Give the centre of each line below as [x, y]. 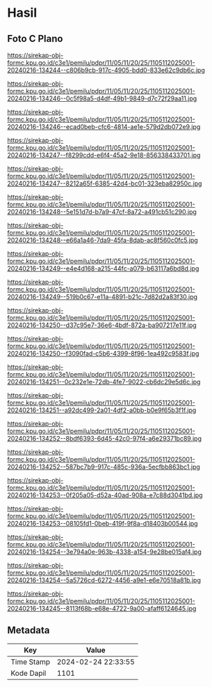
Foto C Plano [35, 39]
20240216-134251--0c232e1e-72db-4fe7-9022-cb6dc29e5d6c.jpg [104, 382]
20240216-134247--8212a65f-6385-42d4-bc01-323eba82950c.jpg [105, 183]
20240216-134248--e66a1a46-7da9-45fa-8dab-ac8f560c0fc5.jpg [103, 240]
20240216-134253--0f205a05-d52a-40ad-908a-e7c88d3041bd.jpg [105, 495]
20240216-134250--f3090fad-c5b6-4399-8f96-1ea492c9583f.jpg [103, 353]
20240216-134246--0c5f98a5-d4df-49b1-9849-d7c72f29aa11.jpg [102, 98]
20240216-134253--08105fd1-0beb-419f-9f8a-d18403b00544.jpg [103, 523]
